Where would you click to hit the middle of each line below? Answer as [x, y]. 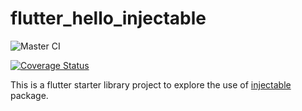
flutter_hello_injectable [108, 18]
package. [29, 95]
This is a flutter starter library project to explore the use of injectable [151, 84]
